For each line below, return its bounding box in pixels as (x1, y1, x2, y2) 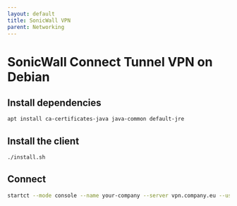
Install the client (7, 135, 80, 147)
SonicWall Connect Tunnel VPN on (7, 54, 213, 70)
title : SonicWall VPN (7, 17, 71, 24)
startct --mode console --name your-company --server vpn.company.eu (7, 192, 217, 199)
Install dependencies (7, 97, 102, 109)
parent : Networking (7, 23, 65, 30)
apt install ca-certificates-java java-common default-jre (7, 116, 185, 123)
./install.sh (7, 154, 46, 161)
